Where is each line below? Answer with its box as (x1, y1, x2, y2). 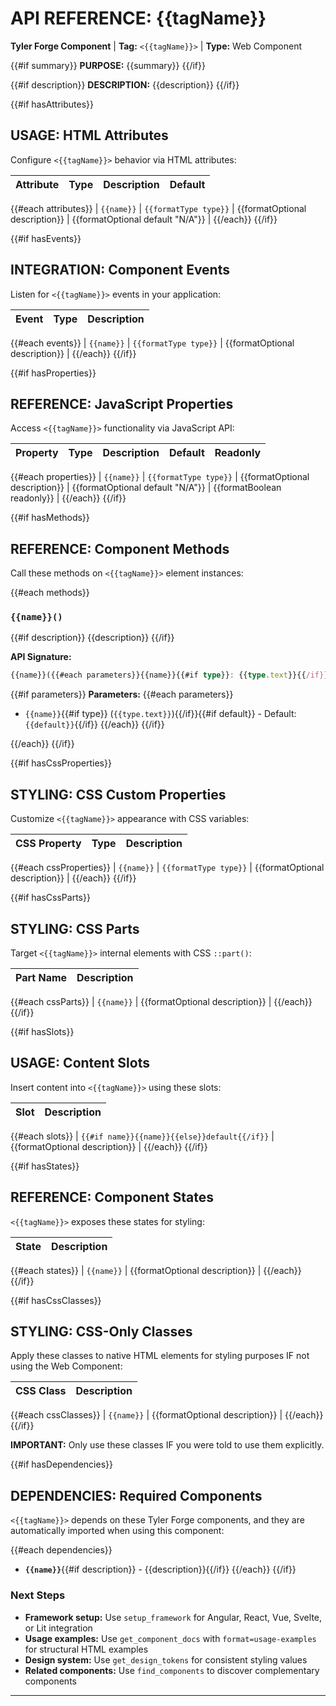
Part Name (15, 970, 68, 984)
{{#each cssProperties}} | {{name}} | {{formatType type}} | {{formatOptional (10, 862, 325, 874)
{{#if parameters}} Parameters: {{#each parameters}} (10, 688, 234, 701)
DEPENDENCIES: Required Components (10, 1487, 263, 1504)
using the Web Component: (10, 1360, 123, 1372)
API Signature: (10, 651, 72, 663)
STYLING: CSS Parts (10, 920, 140, 937)
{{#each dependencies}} (10, 1544, 113, 1556)
